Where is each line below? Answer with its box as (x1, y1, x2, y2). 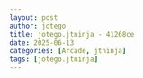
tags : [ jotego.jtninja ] (9, 55, 99, 64)
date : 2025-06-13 (9, 38, 75, 48)
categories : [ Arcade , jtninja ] (9, 47, 127, 56)
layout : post (9, 13, 58, 22)
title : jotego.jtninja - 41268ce (9, 30, 135, 39)
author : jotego (9, 22, 67, 30)
